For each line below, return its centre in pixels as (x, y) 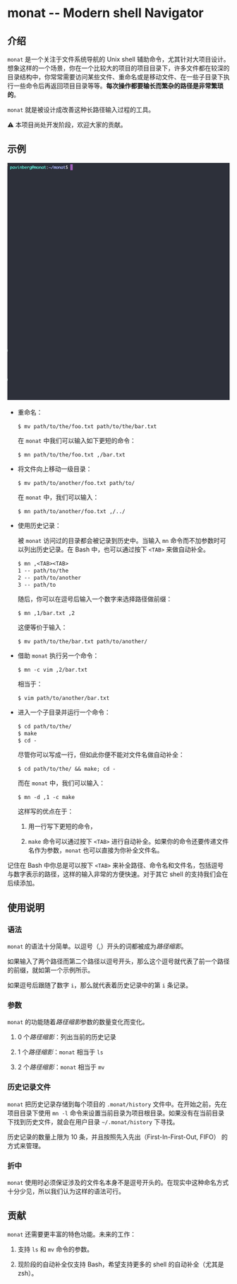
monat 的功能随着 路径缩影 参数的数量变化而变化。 (78, 1022)
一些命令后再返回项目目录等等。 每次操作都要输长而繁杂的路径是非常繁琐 (118, 86)
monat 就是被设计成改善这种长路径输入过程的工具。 (81, 110)
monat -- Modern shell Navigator (105, 13)
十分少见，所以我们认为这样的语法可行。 (66, 1191)
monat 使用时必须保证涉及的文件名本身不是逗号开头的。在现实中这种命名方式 (118, 1182)
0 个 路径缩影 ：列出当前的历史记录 (67, 1037)
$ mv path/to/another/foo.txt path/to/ (76, 483)
